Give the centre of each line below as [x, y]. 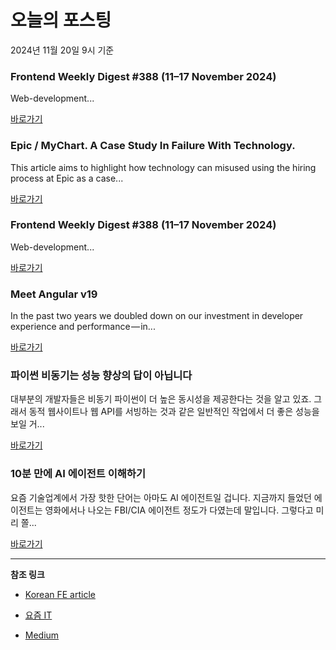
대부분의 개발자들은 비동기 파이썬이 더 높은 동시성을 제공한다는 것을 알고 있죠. [161, 399]
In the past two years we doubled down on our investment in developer [157, 316]
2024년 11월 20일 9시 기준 [62, 50]
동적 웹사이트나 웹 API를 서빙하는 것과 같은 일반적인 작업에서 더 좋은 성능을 [174, 412]
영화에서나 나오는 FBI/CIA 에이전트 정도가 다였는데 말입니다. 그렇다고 [179, 510]
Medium [42, 635]
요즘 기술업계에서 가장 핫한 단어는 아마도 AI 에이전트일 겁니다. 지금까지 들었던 [161, 497]
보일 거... [27, 424]
